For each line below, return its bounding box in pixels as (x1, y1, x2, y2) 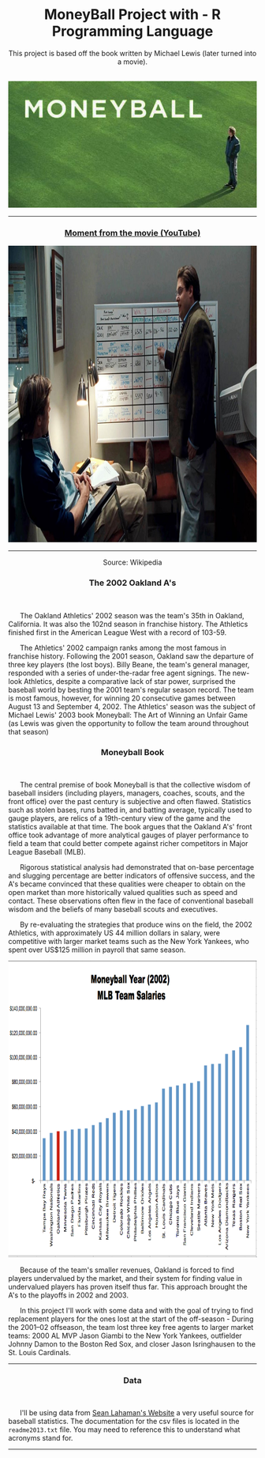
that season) (8, 727, 49, 736)
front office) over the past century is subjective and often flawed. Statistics (8, 797, 252, 806)
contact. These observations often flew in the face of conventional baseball (8, 896, 254, 906)
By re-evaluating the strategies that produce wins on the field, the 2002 (19, 920, 252, 930)
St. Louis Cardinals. (8, 1348, 71, 1358)
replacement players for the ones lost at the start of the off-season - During (8, 1314, 254, 1324)
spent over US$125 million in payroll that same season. (8, 945, 186, 954)
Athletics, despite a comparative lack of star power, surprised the (23, 676, 236, 686)
